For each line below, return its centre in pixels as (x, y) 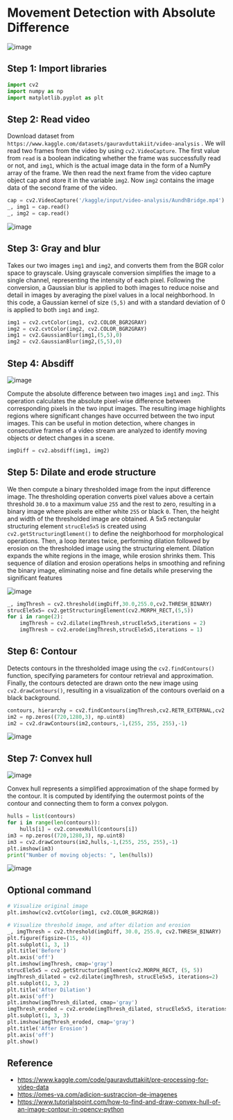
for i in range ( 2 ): (35, 617)
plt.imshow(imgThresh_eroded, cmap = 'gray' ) (71, 1022)
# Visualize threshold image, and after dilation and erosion (99, 925)
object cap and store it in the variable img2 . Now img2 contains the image (111, 180)
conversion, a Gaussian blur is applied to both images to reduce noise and (113, 287)
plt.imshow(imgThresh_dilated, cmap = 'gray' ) (72, 1003)
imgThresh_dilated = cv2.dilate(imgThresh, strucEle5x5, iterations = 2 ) (113, 977)
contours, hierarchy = (40, 711)
